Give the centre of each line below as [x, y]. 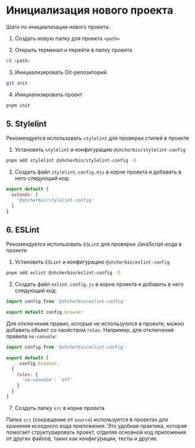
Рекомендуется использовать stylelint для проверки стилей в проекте [98, 138]
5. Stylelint [26, 123]
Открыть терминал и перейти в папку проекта [73, 50]
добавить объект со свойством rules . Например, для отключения [90, 330]
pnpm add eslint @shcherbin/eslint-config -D [63, 273]
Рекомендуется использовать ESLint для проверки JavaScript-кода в [94, 244]
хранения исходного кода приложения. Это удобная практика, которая [97, 425]
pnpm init [18, 105]
